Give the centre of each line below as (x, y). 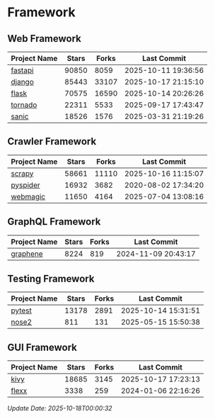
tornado (24, 105)
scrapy (22, 173)
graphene (27, 254)
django (22, 82)
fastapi (22, 70)
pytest (21, 311)
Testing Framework (51, 279)
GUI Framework (42, 347)
